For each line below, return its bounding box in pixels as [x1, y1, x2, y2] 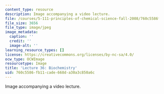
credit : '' [9, 39, 32, 44]
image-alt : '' [9, 43, 38, 48]
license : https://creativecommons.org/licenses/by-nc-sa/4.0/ [5, 52, 134, 57]
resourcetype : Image [5, 61, 47, 66]
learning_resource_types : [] [5, 47, 64, 52]
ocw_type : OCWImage [5, 57, 45, 62]
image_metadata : [5, 30, 38, 34]
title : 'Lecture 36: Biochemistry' [5, 66, 78, 71]
